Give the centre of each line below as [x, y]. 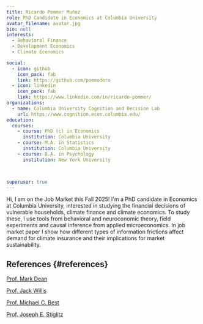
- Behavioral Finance [39, 40]
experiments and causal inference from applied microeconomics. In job [96, 225]
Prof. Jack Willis [27, 291]
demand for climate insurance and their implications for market [86, 238]
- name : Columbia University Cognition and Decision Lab [86, 108]
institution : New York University [67, 160]
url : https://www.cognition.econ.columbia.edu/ [79, 114]
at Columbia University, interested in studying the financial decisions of [96, 206]
